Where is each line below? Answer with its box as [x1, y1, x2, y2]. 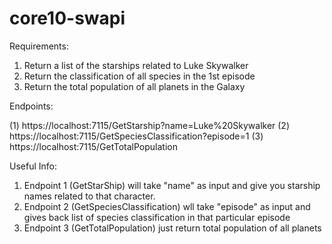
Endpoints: [9, 100, 54, 112]
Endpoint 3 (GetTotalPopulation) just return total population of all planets [23, 222, 322, 234]
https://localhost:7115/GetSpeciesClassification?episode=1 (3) [9, 130, 264, 142]
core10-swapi [9, 7, 126, 30]
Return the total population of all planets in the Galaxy [23, 80, 246, 92]
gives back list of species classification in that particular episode [23, 211, 291, 223]
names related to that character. [23, 190, 156, 202]
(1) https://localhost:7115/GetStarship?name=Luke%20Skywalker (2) [9, 119, 291, 131]
